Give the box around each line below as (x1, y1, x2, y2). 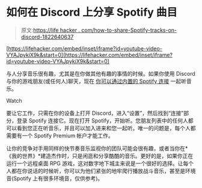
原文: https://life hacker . (20, 26, 80, 34)
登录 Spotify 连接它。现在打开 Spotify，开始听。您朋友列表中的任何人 (16, 117, 188, 124)
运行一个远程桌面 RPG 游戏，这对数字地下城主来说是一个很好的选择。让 (6, 160, 183, 167)
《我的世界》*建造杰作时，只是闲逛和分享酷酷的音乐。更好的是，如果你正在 (6, 152, 194, 159)
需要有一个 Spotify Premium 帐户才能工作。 (6, 132, 114, 139)
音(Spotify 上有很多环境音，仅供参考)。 (6, 175, 103, 182)
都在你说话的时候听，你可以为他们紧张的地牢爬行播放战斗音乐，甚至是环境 (11, 167, 196, 174)
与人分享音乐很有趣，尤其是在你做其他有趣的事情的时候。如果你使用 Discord (6, 70, 195, 77)
